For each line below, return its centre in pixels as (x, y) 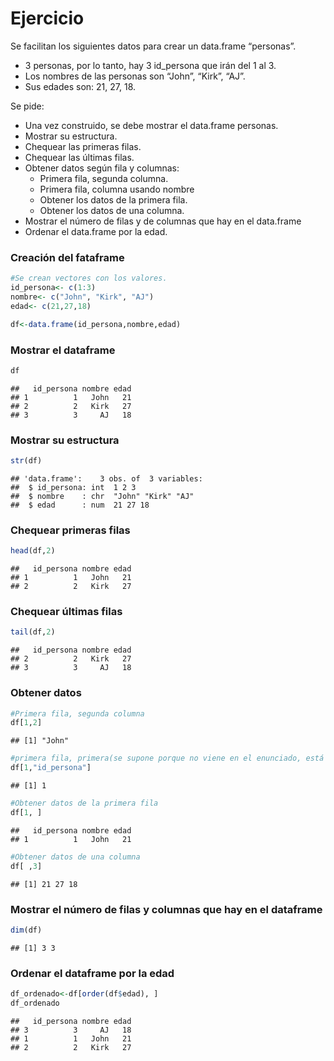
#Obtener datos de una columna (75, 857)
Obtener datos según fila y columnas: (102, 168)
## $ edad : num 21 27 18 (80, 505)
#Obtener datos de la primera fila (84, 803)
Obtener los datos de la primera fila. (113, 199)
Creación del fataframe (67, 257)
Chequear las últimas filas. (79, 157)
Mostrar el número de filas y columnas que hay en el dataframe (166, 909)
